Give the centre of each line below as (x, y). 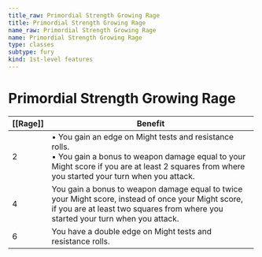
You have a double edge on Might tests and (132, 231)
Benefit (151, 123)
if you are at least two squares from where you (137, 208)
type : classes (31, 45)
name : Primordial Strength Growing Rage (76, 37)
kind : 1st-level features (50, 60)
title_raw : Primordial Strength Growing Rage (84, 15)
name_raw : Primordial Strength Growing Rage (82, 30)
